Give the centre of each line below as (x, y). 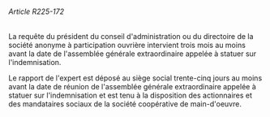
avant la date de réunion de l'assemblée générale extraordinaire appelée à (133, 87)
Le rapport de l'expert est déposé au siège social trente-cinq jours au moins (135, 78)
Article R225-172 (36, 11)
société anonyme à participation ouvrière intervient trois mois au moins (127, 45)
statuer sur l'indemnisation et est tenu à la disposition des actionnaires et (131, 95)
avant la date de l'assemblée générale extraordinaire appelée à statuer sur (133, 54)
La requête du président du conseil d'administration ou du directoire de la (131, 37)
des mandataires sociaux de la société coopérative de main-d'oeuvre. (125, 104)
